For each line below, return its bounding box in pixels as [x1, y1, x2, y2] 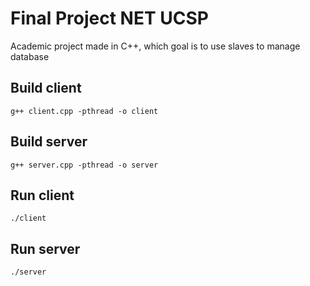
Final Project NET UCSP [10, 7, 209, 30]
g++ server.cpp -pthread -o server [10, 160, 159, 170]
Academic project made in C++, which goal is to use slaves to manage [10, 40, 301, 52]
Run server [10, 240, 81, 257]
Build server [10, 133, 88, 151]
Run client [10, 187, 75, 204]
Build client [10, 80, 82, 97]
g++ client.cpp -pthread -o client [10, 106, 159, 116]
